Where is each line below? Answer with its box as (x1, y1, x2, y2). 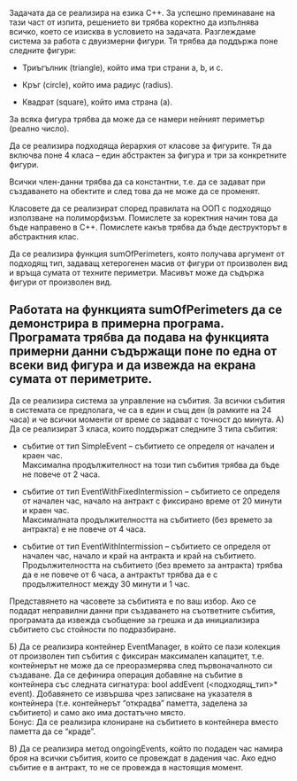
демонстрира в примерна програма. (9, 316, 225, 332)
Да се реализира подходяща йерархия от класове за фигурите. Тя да (9, 141, 272, 151)
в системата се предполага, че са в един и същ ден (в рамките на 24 (9, 404, 272, 415)
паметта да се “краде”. (9, 726, 95, 737)
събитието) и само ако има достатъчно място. (9, 707, 186, 717)
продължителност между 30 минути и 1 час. (21, 578, 190, 589)
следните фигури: (9, 45, 77, 56)
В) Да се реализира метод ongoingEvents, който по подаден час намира (9, 743, 284, 754)
